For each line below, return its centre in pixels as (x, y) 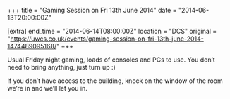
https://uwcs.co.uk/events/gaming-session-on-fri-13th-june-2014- (107, 39)
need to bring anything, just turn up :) (62, 67)
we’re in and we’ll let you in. (48, 88)
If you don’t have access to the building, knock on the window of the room (115, 81)
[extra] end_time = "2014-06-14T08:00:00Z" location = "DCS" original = (112, 31)
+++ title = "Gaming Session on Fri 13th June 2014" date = (92, 10)
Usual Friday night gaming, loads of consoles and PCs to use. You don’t (111, 60)
